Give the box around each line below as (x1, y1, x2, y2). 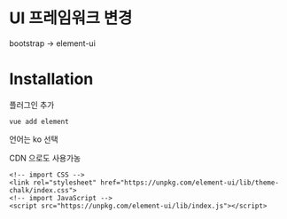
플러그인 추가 (9, 99, 55, 110)
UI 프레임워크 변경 (9, 8, 133, 28)
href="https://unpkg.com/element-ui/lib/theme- (100, 178, 279, 187)
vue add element (9, 117, 69, 126)
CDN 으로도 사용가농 (9, 153, 81, 163)
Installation (9, 69, 94, 90)
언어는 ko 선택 (9, 134, 59, 145)
